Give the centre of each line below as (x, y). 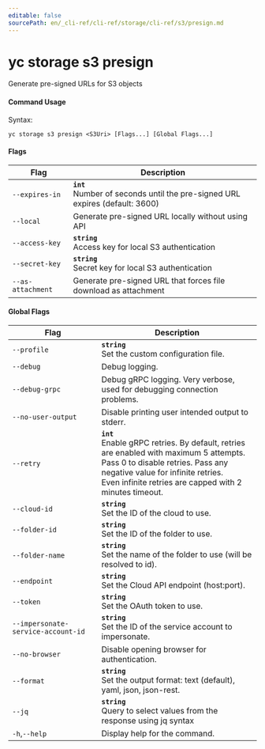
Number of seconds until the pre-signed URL (157, 193)
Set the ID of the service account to (167, 627)
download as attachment (119, 290)
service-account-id (49, 632)
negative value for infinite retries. (162, 473)
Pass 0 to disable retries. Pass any (165, 463)
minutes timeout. (132, 493)
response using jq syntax (148, 721)
